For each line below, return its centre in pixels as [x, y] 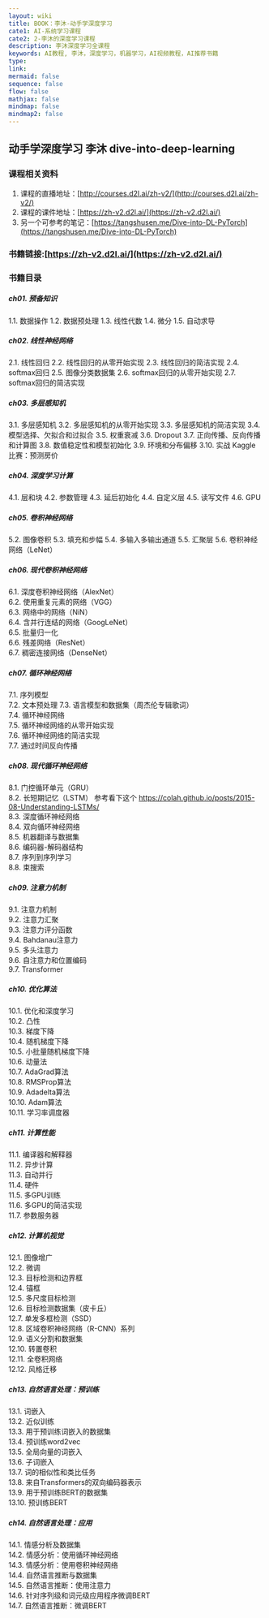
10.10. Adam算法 [35, 1102]
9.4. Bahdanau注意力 [43, 940]
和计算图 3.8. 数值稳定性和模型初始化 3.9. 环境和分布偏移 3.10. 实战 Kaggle [132, 445]
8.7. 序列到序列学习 [40, 857]
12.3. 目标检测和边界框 [46, 1278]
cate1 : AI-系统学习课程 [45, 31]
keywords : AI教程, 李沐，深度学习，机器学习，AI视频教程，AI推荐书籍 [113, 54]
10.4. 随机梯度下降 [38, 1042]
